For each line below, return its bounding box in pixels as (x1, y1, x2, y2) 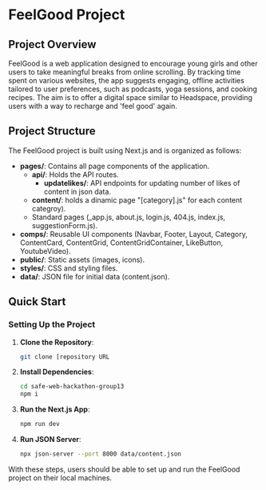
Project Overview (8, 38, 97, 51)
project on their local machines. (8, 472, 113, 482)
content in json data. (43, 187, 112, 196)
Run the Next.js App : (19, 404, 90, 414)
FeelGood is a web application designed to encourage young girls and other (8, 58, 258, 68)
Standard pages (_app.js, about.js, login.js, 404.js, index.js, (31, 212, 226, 222)
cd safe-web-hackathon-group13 (19, 383, 125, 391)
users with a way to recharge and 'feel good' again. (8, 102, 177, 110)
